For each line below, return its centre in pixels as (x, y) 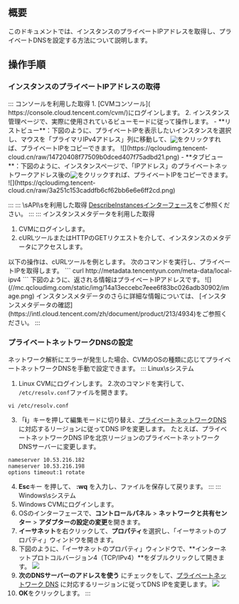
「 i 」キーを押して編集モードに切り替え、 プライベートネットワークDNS (122, 420)
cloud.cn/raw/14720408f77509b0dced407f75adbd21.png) (94, 157)
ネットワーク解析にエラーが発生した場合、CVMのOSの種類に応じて (107, 359)
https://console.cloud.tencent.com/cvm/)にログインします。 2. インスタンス (119, 112)
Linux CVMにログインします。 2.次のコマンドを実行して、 (103, 383)
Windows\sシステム (47, 495)
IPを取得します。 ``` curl (49, 270)
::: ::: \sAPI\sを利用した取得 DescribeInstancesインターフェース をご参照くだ (119, 205)
